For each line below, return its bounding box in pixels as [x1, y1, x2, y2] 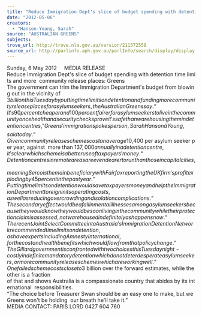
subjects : [7, 37, 32, 43]
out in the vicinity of [11, 89, 61, 97]
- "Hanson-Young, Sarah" [12, 25, 74, 32]
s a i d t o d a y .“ [7, 130, 36, 138]
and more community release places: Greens [12, 77, 125, 84]
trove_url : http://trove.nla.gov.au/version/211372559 [7, 43, 147, 49]
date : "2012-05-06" [7, 14, 56, 20]
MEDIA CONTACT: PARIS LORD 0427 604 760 [7, 302, 120, 310]
